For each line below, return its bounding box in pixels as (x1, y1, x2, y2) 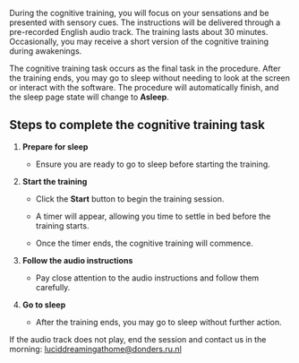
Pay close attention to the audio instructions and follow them (35, 272, 260, 283)
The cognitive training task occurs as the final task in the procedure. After (9, 63, 281, 73)
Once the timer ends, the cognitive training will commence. (35, 238, 253, 248)
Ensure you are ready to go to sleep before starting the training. (35, 159, 270, 169)
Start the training (21, 176, 88, 186)
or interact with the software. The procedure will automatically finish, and (9, 82, 279, 92)
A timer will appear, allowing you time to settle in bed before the (35, 211, 271, 221)
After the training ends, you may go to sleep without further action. (35, 316, 282, 327)
